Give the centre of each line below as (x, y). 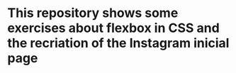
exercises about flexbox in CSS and (113, 28)
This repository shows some (93, 13)
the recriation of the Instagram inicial (118, 43)
